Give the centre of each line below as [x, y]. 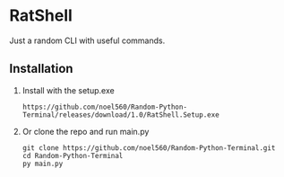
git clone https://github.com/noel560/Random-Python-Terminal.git [149, 148]
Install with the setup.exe [68, 90]
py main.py [43, 164]
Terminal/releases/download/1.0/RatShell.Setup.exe [120, 115]
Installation [41, 69]
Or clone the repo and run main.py [86, 131]
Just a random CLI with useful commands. [87, 40]
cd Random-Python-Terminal [73, 155]
